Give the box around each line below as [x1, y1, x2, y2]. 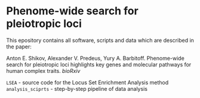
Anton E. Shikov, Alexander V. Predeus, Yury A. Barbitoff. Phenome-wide [6, 54, 185, 62]
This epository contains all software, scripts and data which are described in [6, 36, 194, 44]
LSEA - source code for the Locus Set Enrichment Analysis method [6, 79, 169, 86]
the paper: [6, 43, 32, 50]
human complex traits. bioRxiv [6, 67, 81, 74]
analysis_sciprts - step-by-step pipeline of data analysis [6, 85, 148, 92]
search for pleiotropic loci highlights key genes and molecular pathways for [6, 61, 192, 68]
